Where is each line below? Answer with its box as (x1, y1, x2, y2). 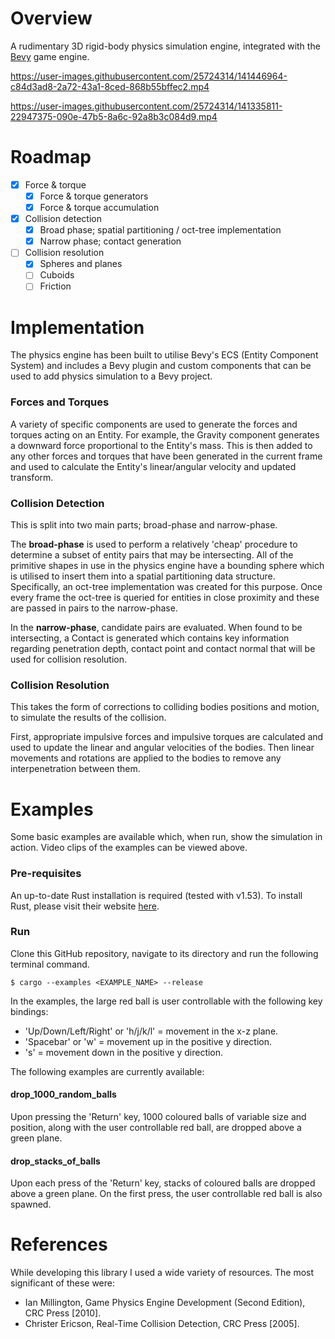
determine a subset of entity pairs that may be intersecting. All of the (10, 549, 294, 561)
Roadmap (10, 146, 92, 169)
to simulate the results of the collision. (10, 712, 167, 724)
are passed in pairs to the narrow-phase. (10, 602, 178, 614)
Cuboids (39, 269, 75, 281)
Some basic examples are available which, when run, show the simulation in (10, 831, 323, 843)
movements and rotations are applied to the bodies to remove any (10, 752, 282, 764)
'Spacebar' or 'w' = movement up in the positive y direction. (24, 1035, 273, 1047)
